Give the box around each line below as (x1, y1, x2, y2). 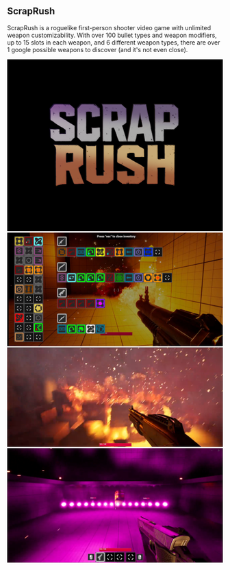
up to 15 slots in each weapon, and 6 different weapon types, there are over (7, 38, 220, 47)
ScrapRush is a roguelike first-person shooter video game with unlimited (7, 23, 211, 32)
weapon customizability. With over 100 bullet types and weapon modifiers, (7, 31, 217, 39)
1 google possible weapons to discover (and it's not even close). (7, 45, 188, 54)
